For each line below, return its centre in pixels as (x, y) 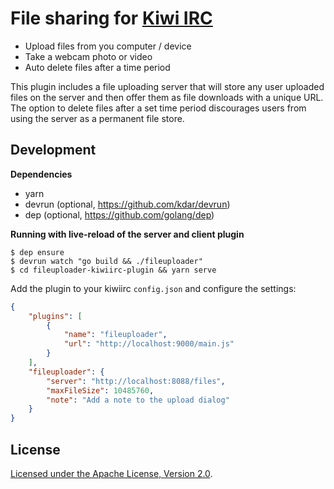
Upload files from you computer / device (108, 46)
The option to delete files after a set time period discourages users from (158, 108)
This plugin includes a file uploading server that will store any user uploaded (167, 86)
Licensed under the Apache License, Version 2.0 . (111, 473)
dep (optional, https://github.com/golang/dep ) (119, 214)
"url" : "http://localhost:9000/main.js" (149, 344)
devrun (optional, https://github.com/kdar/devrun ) (127, 204)
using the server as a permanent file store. (97, 118)
